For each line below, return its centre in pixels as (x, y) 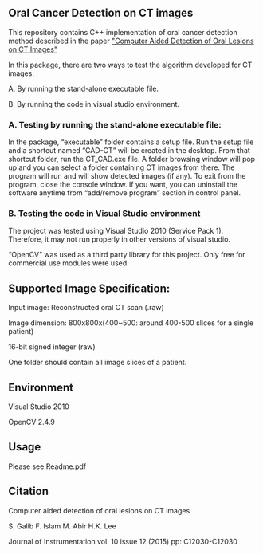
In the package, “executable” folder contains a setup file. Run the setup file (131, 142)
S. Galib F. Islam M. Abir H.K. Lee (63, 526)
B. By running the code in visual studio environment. (94, 104)
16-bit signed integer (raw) (52, 347)
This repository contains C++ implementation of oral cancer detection (123, 32)
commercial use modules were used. (69, 263)
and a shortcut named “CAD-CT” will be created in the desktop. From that (130, 151)
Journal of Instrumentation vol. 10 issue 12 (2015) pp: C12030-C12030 (123, 541)
